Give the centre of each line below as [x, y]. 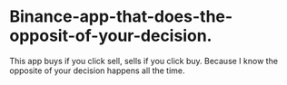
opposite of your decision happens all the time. [97, 71]
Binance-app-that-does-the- [121, 17]
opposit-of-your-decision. [111, 36]
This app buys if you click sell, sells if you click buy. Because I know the [144, 61]
